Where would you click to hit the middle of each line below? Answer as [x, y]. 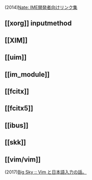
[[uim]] [16, 57]
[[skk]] [15, 142]
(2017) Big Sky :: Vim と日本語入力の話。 [46, 172]
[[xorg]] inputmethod [38, 23]
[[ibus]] [16, 125]
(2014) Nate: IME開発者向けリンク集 [41, 7]
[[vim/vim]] [23, 159]
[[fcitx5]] [19, 108]
